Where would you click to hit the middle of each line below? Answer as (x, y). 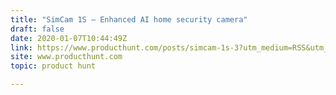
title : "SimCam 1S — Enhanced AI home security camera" (129, 19)
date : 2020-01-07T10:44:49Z (69, 38)
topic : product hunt (53, 66)
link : (21, 47)
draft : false (37, 29)
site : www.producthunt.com (66, 57)
